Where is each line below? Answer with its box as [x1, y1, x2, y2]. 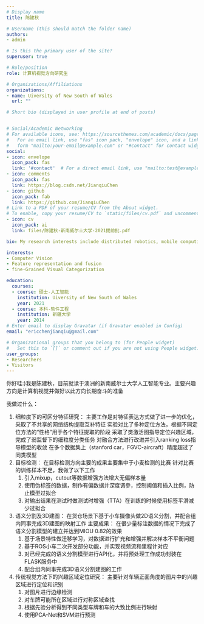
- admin [6, 37, 26, 43]
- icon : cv [6, 216, 34, 222]
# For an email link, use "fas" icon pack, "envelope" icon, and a [6, 136, 186, 143]
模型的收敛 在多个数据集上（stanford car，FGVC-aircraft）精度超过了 [20, 444, 194, 451]
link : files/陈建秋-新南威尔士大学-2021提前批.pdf [12, 227, 131, 233]
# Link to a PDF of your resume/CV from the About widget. [6, 205, 159, 211]
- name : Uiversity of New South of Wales [6, 93, 113, 99]
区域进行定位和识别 [15, 581, 64, 588]
